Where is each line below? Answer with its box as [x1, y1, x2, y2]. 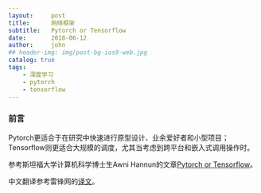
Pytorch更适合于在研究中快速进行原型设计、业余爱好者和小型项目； [8, 133, 229, 142]
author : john [8, 41, 66, 49]
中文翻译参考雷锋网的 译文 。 [8, 176, 99, 186]
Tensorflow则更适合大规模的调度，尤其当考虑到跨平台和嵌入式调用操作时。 [8, 142, 255, 152]
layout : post [8, 11, 66, 20]
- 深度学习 [22, 71, 54, 79]
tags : [8, 64, 26, 71]
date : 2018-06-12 [8, 33, 88, 42]
